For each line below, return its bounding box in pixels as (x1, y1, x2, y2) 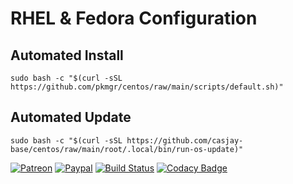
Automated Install (10, 47, 124, 64)
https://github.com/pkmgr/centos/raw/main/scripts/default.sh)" (10, 82, 284, 92)
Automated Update (10, 109, 132, 126)
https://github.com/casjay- (126, 135, 244, 146)
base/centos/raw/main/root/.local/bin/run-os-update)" (10, 144, 244, 154)
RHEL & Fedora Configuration (10, 7, 258, 30)
